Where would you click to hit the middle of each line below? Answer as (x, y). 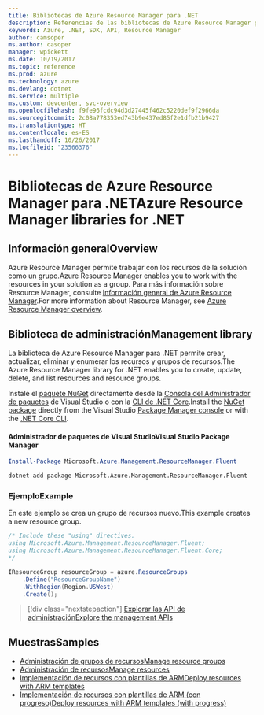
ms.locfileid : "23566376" (50, 147)
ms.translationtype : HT (47, 125)
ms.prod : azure (33, 74)
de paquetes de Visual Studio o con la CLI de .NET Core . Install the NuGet (126, 402)
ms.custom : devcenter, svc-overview (68, 103)
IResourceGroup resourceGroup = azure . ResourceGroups (98, 572)
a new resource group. (45, 521)
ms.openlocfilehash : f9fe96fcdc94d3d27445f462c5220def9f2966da (114, 111)
